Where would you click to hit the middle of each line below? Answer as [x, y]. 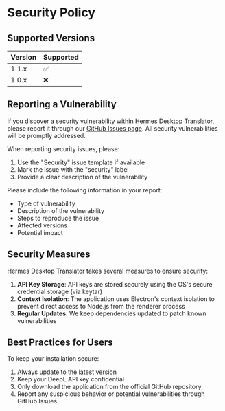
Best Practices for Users [60, 343]
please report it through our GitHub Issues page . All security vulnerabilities [113, 128]
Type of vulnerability [46, 203]
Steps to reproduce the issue [58, 218]
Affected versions [42, 225]
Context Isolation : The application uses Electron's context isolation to [116, 299]
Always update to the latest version [67, 372]
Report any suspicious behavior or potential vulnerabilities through [111, 394]
